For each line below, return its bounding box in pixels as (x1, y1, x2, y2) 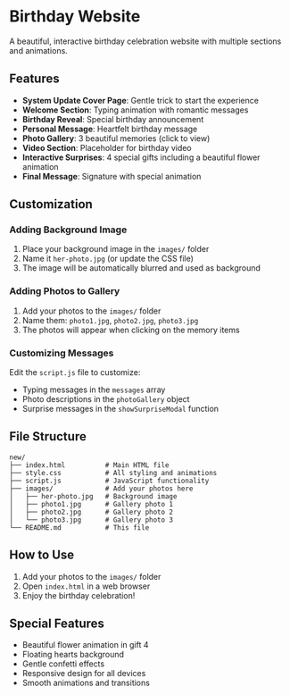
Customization (9, 197, 94, 212)
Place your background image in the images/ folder (21, 244, 210, 255)
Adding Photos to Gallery (9, 285, 120, 297)
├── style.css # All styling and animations (9, 468, 218, 477)
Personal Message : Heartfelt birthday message (21, 123, 198, 134)
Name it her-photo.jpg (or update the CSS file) (21, 253, 195, 264)
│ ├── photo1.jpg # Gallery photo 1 (9, 499, 174, 508)
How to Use (9, 548, 75, 563)
